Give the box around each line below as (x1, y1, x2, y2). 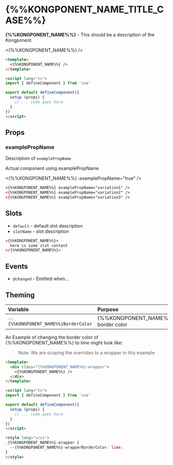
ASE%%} (5, 14, 46, 26)
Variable (8, 305, 29, 313)
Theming (5, 290, 35, 299)
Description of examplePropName (5, 156, 72, 162)
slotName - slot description (12, 228, 70, 234)
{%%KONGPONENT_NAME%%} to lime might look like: (5, 339, 123, 346)
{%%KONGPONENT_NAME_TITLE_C (5, 4, 164, 15)
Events (5, 262, 28, 271)
